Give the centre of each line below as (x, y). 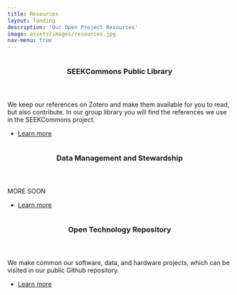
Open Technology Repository (120, 230)
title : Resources (33, 14)
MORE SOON (27, 191)
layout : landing (31, 21)
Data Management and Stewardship (120, 158)
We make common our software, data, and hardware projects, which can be (118, 262)
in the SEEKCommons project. (51, 120)
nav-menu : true (30, 41)
